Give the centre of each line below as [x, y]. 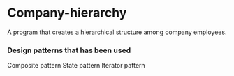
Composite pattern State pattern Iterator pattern [76, 66]
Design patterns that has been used [69, 50]
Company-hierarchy [67, 13]
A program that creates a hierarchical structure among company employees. [117, 32]
